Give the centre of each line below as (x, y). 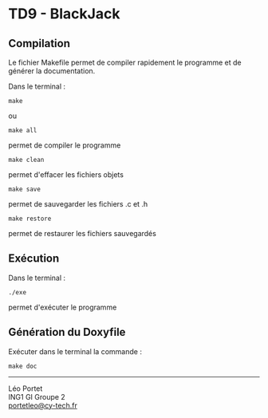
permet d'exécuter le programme (63, 307)
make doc (23, 366)
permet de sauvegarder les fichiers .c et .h (78, 204)
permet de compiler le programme (65, 145)
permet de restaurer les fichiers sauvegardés (83, 233)
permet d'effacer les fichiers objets (66, 175)
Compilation (39, 43)
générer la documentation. (52, 71)
